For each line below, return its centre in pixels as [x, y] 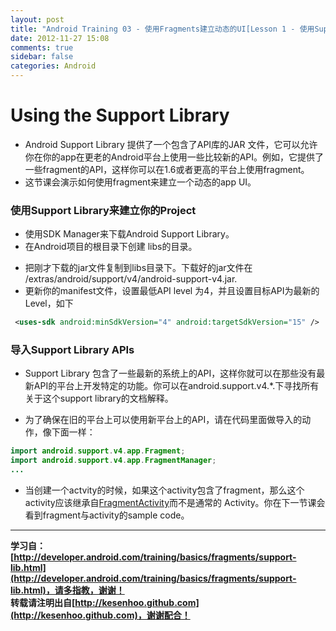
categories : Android [53, 66]
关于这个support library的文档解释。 [99, 398]
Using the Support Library [120, 115]
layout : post [37, 19]
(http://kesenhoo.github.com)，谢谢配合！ [100, 615]
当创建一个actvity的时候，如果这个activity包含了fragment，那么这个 [164, 490]
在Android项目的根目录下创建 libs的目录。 [111, 247]
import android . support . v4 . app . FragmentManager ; [113, 461]
